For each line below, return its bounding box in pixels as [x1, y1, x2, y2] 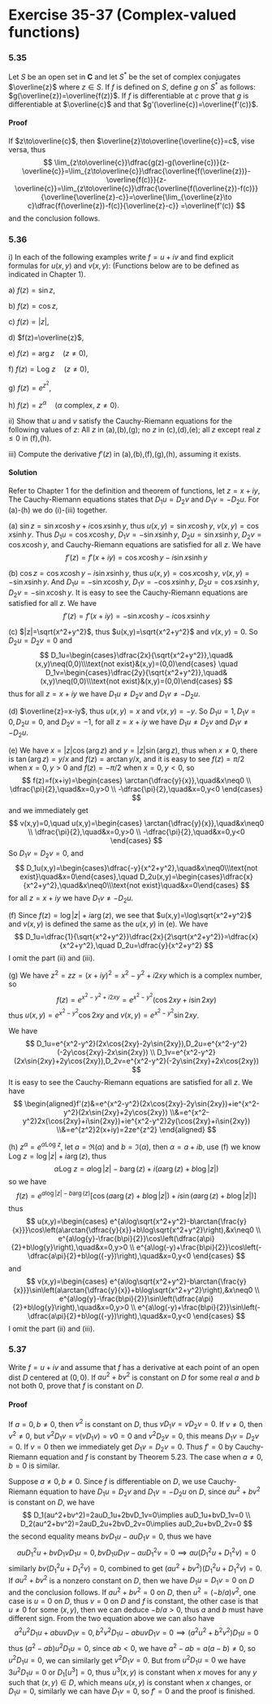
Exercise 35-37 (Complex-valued [8, 6, 237, 24]
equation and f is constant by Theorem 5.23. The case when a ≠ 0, [39, 1452, 264, 1462]
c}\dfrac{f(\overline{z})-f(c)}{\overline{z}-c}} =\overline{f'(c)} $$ [27, 201, 246, 210]
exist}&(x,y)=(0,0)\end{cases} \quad [116, 658, 238, 669]
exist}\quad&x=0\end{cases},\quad [19, 872, 138, 881]
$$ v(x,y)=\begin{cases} [25, 1276, 108, 1286]
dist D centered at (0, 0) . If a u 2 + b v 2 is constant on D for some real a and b [8, 1371, 260, 1382]
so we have [8, 1176, 47, 1186]
